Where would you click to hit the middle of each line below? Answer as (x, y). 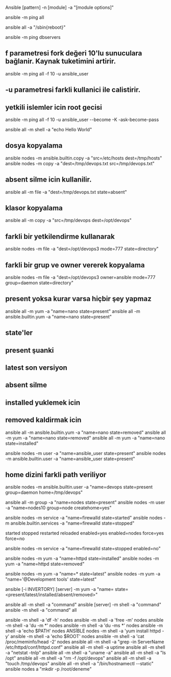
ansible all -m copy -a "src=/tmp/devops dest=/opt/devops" (68, 221)
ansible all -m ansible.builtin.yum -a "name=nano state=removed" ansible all (86, 432)
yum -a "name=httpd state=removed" (45, 564)
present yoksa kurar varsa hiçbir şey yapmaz (78, 299)
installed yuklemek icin (43, 402)
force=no (15, 539)
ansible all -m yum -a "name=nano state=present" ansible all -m (73, 311)
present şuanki (30, 350)
